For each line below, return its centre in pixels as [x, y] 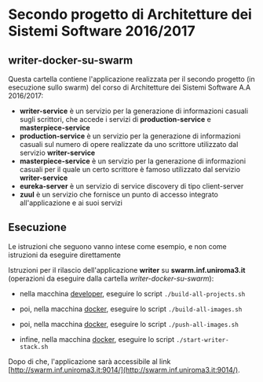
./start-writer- [203, 340]
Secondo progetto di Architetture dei [130, 15]
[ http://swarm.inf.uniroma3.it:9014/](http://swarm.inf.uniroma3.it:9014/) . [124, 369]
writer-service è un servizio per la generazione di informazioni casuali [134, 111]
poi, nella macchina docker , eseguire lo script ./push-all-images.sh [129, 324]
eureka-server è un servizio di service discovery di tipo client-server [131, 186]
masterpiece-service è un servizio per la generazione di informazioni [132, 161]
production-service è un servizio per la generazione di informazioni [130, 136]
